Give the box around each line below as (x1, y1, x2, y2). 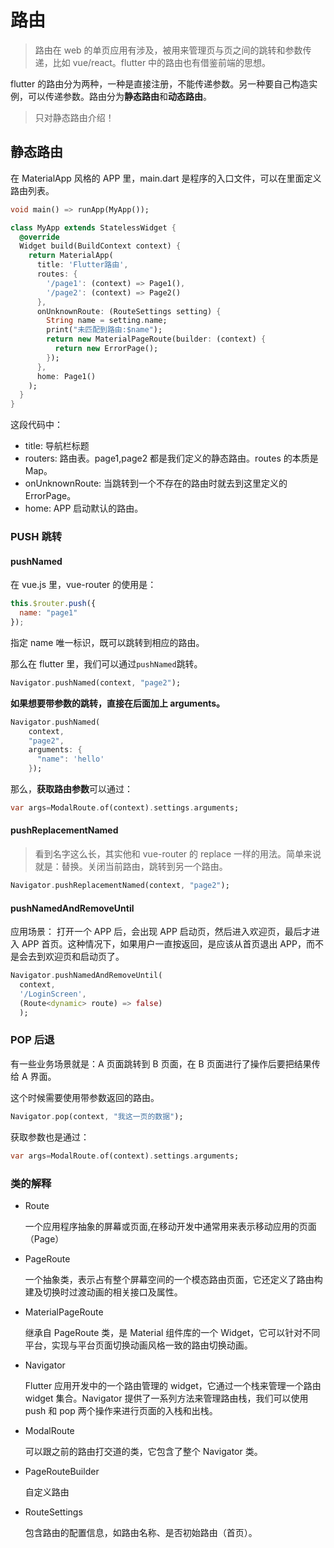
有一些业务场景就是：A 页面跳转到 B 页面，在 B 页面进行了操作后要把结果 (10, 1057, 312, 1070)
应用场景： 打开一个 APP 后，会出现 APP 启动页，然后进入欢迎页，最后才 (10, 926, 312, 938)
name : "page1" (19, 608, 78, 618)
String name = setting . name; (46, 316, 168, 326)
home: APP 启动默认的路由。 (24, 502, 144, 515)
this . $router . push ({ (10, 599, 97, 609)
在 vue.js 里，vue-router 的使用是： (10, 579, 157, 591)
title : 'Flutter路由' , (36, 260, 129, 270)
